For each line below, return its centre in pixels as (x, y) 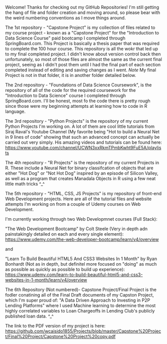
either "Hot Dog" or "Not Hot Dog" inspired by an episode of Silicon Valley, (82, 173)
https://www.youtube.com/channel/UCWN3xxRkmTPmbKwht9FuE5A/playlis (83, 148)
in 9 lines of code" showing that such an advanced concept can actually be (83, 137)
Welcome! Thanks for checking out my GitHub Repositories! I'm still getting (82, 7)
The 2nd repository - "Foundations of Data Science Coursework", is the (79, 85)
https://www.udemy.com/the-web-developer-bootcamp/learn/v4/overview (82, 239)
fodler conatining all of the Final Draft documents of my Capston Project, (80, 295)
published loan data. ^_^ (29, 316)
